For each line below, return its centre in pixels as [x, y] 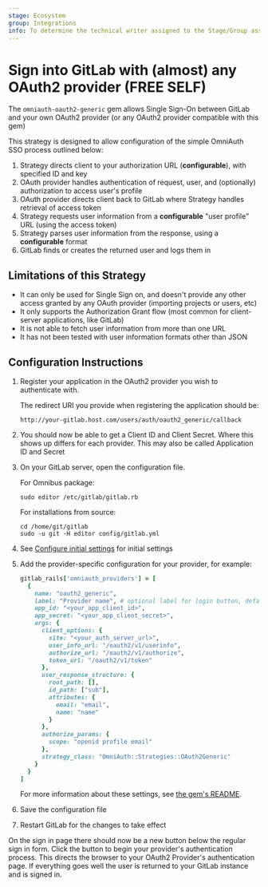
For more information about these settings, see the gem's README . [130, 794]
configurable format [53, 242]
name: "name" [77, 712]
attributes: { [72, 697]
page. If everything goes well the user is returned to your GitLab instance [128, 866]
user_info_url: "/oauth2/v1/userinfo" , [115, 645]
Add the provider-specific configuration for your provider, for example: [136, 564]
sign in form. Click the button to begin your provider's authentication [120, 849]
